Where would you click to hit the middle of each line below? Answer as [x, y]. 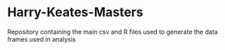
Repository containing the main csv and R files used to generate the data [112, 32]
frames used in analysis [41, 39]
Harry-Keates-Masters [75, 12]
